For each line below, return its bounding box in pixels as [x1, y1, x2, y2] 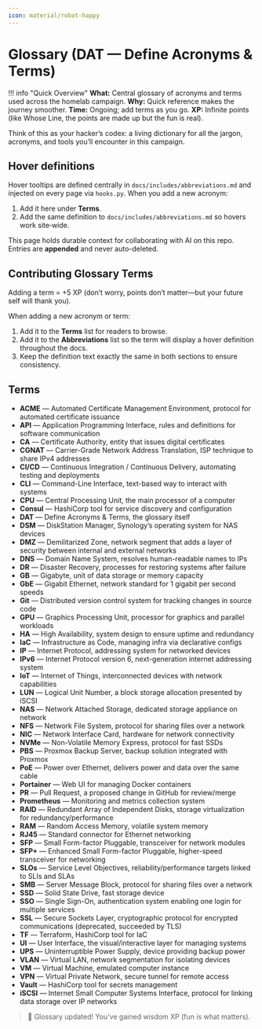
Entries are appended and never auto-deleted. [8, 244, 159, 254]
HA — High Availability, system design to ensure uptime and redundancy [19, 630, 255, 638]
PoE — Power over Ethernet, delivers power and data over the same [19, 763, 239, 772]
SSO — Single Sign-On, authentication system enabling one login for [19, 897, 242, 906]
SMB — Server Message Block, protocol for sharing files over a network [19, 880, 253, 889]
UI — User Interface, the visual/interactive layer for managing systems [19, 939, 247, 947]
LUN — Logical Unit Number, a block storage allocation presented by [19, 688, 243, 696]
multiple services [19, 905, 75, 914]
